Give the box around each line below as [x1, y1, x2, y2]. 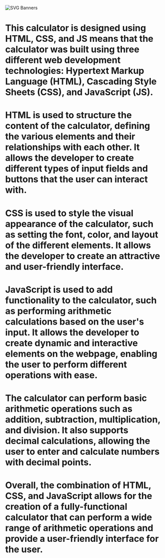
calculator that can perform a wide [5, 512, 152, 523]
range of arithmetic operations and [5, 522, 153, 534]
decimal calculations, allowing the [5, 435, 150, 446]
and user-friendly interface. [5, 261, 124, 272]
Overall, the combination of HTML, [5, 480, 151, 491]
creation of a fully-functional [5, 501, 127, 513]
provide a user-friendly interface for [5, 533, 159, 544]
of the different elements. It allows [5, 240, 151, 251]
